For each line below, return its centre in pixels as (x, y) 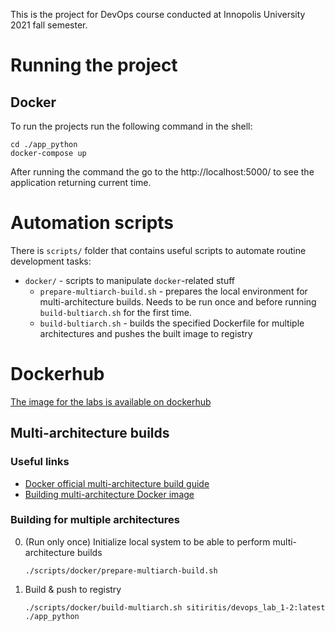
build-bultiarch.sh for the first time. (115, 312)
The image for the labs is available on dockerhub (111, 401)
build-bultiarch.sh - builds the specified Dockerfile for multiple (172, 323)
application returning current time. (81, 182)
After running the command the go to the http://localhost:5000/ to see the (162, 172)
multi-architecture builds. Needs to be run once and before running (178, 301)
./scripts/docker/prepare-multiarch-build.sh (121, 570)
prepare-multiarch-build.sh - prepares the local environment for (173, 291)
